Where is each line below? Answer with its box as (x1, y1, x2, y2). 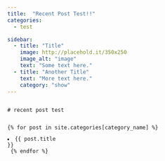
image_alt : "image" (20, 55, 77, 63)
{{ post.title (14, 136, 56, 143)
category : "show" (20, 81, 71, 88)
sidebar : (7, 36, 33, 43)
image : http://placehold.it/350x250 (20, 49, 128, 56)
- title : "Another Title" (13, 68, 90, 76)
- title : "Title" (13, 43, 65, 50)
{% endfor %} (10, 148, 49, 155)
